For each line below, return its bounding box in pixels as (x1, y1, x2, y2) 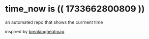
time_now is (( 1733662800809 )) (5, 3, 145, 14)
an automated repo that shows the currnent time (5, 19, 103, 25)
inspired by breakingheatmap (5, 28, 65, 34)
